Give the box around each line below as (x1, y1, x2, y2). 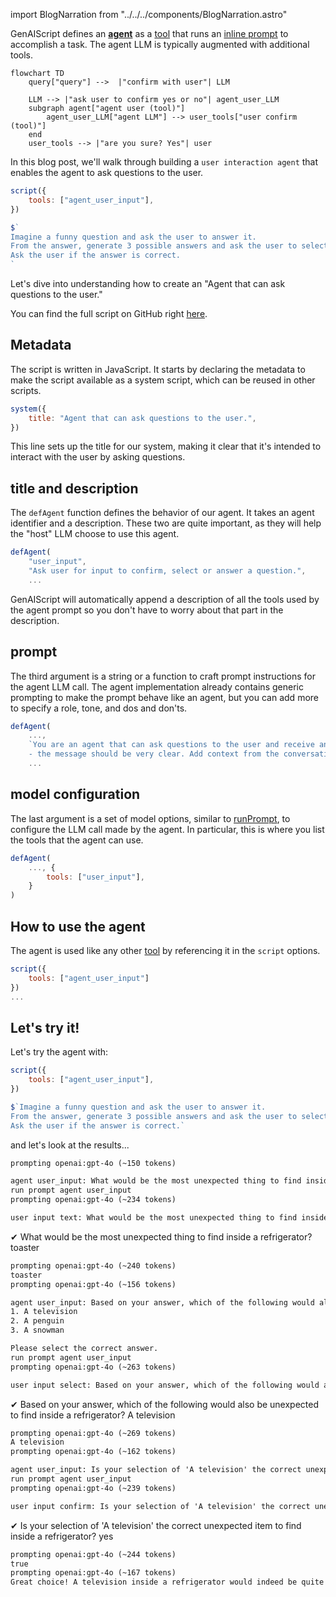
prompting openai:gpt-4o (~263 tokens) (10, 1362, 177, 1372)
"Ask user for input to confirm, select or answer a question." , (28, 566, 307, 576)
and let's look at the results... (10, 1139, 130, 1151)
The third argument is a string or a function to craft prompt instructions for (10, 670, 317, 682)
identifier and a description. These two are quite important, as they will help (10, 517, 322, 529)
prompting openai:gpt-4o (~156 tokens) (10, 1279, 177, 1289)
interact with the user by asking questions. (10, 451, 186, 463)
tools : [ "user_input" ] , (46, 872, 145, 882)
